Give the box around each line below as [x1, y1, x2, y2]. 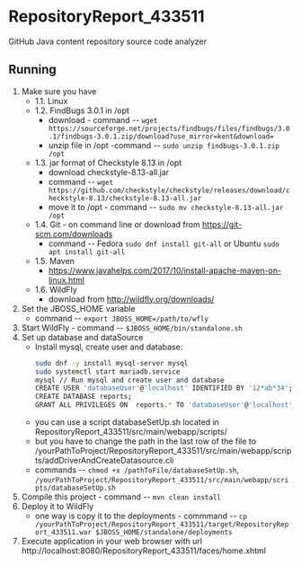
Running [8, 62, 58, 77]
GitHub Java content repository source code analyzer [8, 36, 208, 47]
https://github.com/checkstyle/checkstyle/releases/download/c [48, 186, 290, 195]
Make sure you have [21, 85, 97, 96]
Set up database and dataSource [21, 331, 144, 342]
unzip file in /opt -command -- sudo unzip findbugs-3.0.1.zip [48, 139, 280, 150]
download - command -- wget [48, 114, 158, 125]
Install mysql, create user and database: [34, 341, 183, 352]
